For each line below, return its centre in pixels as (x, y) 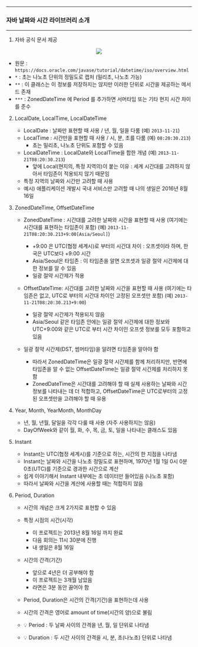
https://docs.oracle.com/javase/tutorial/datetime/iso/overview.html (102, 71)
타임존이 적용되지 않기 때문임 (77, 174)
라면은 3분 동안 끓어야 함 (61, 587)
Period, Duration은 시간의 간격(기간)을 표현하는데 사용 (86, 600)
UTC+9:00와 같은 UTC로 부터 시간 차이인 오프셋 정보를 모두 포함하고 (112, 329)
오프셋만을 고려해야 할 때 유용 (72, 399)
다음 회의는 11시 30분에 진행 (64, 540)
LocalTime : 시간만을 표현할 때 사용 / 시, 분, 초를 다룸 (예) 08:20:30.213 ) (107, 138)
